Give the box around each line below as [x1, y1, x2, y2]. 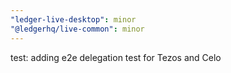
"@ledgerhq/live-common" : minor [10, 24, 145, 34]
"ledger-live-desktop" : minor [10, 14, 137, 25]
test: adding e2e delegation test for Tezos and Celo [10, 51, 222, 63]
